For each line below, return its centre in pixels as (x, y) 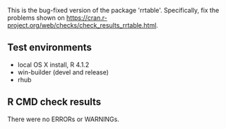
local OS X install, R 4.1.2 (53, 64)
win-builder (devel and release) (63, 72)
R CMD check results (54, 102)
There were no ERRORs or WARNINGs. (64, 119)
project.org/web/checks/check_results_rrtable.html (82, 25)
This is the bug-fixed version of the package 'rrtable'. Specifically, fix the (113, 10)
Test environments (49, 48)
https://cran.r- (87, 18)
